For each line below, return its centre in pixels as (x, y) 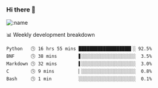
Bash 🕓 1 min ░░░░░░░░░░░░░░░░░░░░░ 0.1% (79, 79)
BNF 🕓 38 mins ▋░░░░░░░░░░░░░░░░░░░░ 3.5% (79, 57)
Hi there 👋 (21, 10)
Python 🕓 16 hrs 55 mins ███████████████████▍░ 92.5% (79, 49)
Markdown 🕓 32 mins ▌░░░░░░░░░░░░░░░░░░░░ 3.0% (79, 64)
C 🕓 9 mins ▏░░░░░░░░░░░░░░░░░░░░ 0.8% (79, 72)
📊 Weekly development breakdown (51, 35)
